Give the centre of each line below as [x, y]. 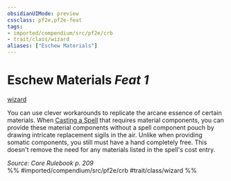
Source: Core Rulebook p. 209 [50, 163]
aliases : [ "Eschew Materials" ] [52, 46]
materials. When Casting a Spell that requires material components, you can [115, 120]
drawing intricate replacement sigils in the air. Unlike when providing [105, 135]
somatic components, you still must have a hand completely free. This [107, 142]
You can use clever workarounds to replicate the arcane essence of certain [114, 112]
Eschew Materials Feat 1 [78, 80]
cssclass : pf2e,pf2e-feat [44, 20]
